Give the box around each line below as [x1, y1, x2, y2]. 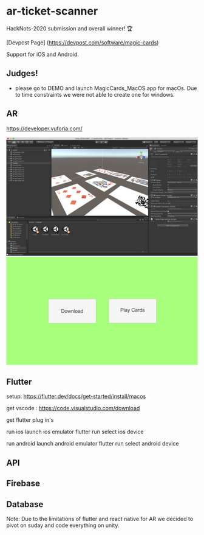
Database [6, 499, 44, 509]
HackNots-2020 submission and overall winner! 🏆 [6, 24, 133, 32]
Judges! [6, 68, 38, 79]
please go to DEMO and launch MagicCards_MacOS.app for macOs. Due [15, 84, 197, 92]
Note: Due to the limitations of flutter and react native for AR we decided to [6, 516, 194, 522]
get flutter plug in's [6, 416, 54, 424]
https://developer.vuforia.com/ [6, 125, 83, 132]
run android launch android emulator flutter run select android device [6, 440, 179, 447]
